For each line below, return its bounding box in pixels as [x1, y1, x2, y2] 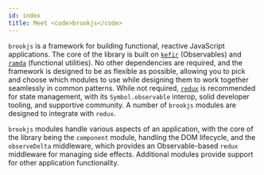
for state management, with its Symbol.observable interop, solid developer [8, 91, 250, 101]
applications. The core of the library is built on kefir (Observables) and [8, 49, 242, 59]
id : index [8, 11, 41, 20]
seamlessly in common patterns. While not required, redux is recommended [8, 83, 256, 92]
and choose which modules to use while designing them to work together [8, 75, 249, 84]
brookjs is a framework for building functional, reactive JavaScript [8, 41, 225, 50]
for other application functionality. [8, 157, 119, 167]
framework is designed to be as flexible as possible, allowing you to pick [8, 66, 246, 76]
